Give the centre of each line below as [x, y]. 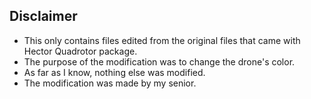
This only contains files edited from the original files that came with [162, 40]
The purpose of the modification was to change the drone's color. [159, 61]
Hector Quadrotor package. [80, 51]
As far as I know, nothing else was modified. [114, 72]
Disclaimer [43, 16]
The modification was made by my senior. [110, 83]
